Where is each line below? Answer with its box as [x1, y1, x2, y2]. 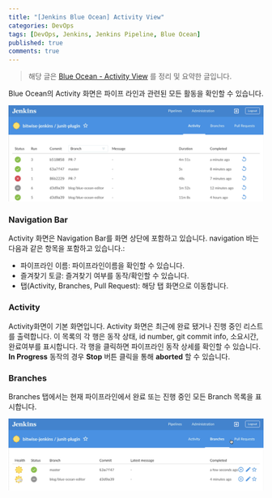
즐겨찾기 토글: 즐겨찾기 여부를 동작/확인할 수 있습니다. [19, 271, 189, 281]
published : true [8, 39, 63, 47]
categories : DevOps [8, 21, 74, 30]
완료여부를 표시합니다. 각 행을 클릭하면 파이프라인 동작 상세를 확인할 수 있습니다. [8, 341, 261, 351]
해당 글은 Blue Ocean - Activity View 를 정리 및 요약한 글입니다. [28, 71, 232, 81]
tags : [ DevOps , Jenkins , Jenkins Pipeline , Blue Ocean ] [8, 30, 201, 38]
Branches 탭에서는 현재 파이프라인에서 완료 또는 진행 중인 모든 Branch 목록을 [8, 392, 253, 401]
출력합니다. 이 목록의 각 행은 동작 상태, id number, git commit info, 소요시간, [16, 331, 259, 341]
